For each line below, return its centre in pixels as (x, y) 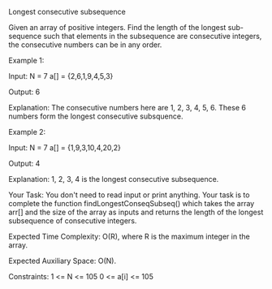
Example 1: (26, 60)
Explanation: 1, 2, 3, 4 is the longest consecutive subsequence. (114, 179)
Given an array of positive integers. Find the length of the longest (117, 27)
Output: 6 (24, 92)
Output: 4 (24, 163)
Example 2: (27, 132)
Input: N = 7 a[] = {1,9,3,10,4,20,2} (65, 148)
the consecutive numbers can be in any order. (85, 45)
